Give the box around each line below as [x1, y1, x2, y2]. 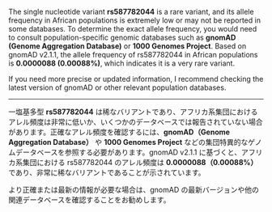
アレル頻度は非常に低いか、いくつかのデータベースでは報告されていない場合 [8, 117, 263, 126]
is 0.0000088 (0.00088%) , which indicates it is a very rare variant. [8, 58, 236, 68]
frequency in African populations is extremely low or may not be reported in [8, 15, 261, 25]
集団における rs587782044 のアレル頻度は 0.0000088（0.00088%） [22, 158, 258, 167]
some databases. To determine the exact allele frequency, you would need [8, 24, 257, 33]
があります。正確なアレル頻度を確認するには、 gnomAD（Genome [8, 127, 231, 137]
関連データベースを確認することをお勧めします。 [8, 195, 171, 205]
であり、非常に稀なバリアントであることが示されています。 [8, 167, 206, 177]
